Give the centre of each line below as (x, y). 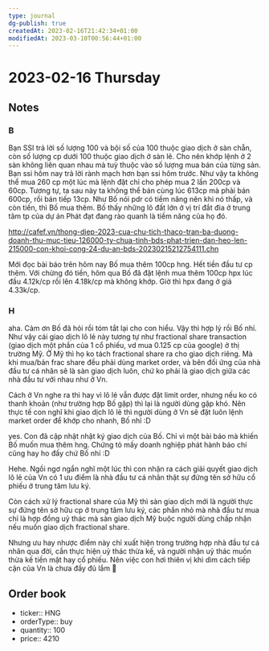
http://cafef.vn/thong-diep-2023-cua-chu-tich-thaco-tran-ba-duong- (124, 232)
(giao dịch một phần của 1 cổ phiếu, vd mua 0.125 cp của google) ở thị (124, 346)
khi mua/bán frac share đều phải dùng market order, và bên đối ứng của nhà (134, 362)
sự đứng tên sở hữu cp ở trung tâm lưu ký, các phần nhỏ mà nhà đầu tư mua (134, 510)
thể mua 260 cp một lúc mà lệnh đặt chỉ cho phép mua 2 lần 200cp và (124, 182)
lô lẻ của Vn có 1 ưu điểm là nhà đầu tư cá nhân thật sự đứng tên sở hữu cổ (132, 477)
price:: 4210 (40, 639)
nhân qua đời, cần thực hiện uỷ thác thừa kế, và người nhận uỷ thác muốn (130, 551)
